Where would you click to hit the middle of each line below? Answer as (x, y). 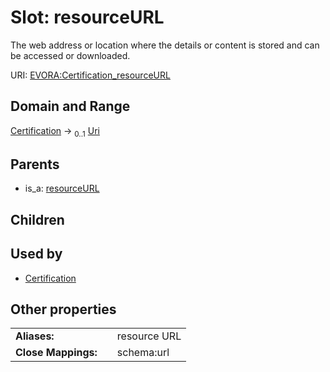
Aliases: (35, 336)
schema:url (143, 353)
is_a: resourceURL (62, 188)
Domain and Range (70, 106)
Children (37, 219)
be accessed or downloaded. (70, 55)
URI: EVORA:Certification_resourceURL (90, 75)
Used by (36, 254)
